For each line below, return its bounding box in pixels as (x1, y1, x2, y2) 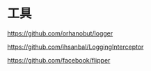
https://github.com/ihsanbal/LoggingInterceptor (7, 42, 144, 51)
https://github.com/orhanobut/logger (7, 29, 113, 38)
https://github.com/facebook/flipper (7, 56, 111, 64)
